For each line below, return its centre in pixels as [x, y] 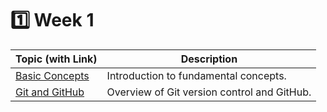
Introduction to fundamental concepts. [196, 75]
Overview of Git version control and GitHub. [209, 92]
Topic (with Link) [56, 59]
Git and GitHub [50, 92]
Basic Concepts [52, 75]
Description [209, 59]
